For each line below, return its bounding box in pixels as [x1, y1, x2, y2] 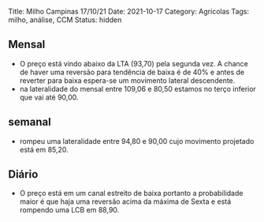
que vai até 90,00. [19, 92, 79, 102]
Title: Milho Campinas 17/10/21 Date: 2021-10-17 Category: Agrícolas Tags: [8, 7, 250, 16]
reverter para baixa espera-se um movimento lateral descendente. [19, 75, 236, 85]
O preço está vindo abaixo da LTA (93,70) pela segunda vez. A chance [19, 58, 248, 68]
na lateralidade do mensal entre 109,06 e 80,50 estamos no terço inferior [19, 84, 256, 93]
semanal [8, 115, 51, 129]
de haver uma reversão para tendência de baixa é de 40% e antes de [19, 67, 245, 77]
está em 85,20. [19, 145, 69, 154]
